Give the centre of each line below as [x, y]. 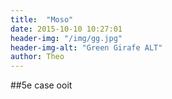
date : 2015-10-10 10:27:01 [66, 29]
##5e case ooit [41, 85]
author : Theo [37, 57]
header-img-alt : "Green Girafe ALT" [86, 47]
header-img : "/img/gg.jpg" [66, 38]
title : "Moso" [42, 19]
